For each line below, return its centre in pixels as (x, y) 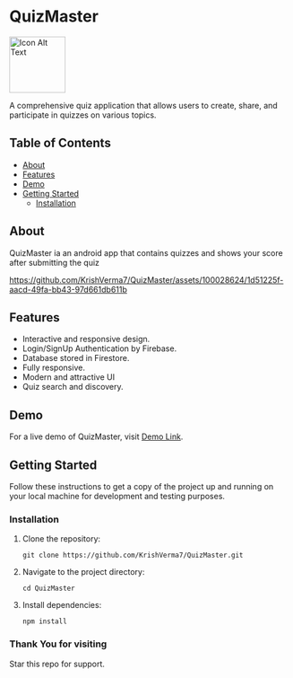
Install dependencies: (62, 605)
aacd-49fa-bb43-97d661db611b (69, 289)
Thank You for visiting (58, 644)
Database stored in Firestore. (76, 358)
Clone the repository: (61, 539)
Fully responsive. (53, 368)
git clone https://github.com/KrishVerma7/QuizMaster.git (133, 555)
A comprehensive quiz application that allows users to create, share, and (143, 105)
